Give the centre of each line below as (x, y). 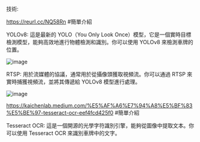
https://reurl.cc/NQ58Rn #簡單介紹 (49, 22)
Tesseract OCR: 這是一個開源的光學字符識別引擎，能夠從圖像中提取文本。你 (100, 125)
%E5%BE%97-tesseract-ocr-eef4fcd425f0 (60, 113)
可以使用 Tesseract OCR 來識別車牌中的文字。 (63, 133)
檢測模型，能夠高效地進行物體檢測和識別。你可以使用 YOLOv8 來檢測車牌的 (100, 42)
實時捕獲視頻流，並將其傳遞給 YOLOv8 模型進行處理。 (73, 82)
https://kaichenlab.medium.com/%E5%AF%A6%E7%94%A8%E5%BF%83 (99, 105)
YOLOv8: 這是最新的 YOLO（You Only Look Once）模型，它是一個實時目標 (99, 34)
